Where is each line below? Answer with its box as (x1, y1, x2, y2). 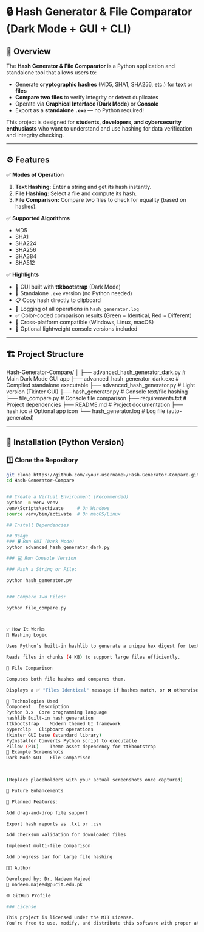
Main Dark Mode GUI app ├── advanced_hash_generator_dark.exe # (6, 375, 179, 382)
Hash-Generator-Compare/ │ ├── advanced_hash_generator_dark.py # (6, 368, 186, 376)
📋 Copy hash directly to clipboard (15, 296, 101, 304)
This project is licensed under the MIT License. (6, 914, 135, 921)
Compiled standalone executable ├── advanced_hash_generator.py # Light (6, 381, 195, 389)
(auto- (166, 407, 182, 415)
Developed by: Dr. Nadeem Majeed (6, 876, 91, 882)
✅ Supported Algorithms (6, 214, 70, 221)
